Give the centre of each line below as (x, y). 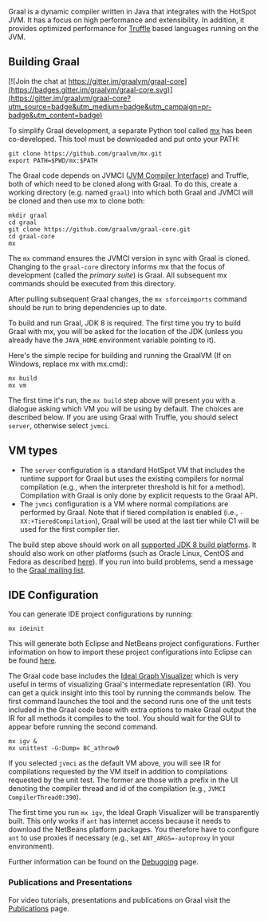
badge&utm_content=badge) (55, 115)
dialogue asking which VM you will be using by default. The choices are (126, 408)
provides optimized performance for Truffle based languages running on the (134, 28)
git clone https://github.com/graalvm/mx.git (85, 153)
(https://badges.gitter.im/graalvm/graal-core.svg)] (91, 89)
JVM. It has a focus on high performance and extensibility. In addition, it (126, 20)
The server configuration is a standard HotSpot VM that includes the (132, 470)
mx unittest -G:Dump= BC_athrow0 (64, 749)
